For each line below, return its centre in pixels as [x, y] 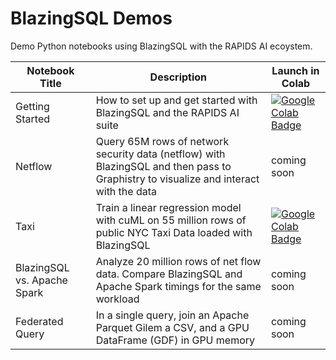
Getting [32, 106]
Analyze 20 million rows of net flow [178, 261]
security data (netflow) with [160, 154]
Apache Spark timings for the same [178, 286]
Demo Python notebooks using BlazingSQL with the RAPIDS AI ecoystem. [161, 46]
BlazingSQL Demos [91, 18]
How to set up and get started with [176, 100]
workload [117, 299]
